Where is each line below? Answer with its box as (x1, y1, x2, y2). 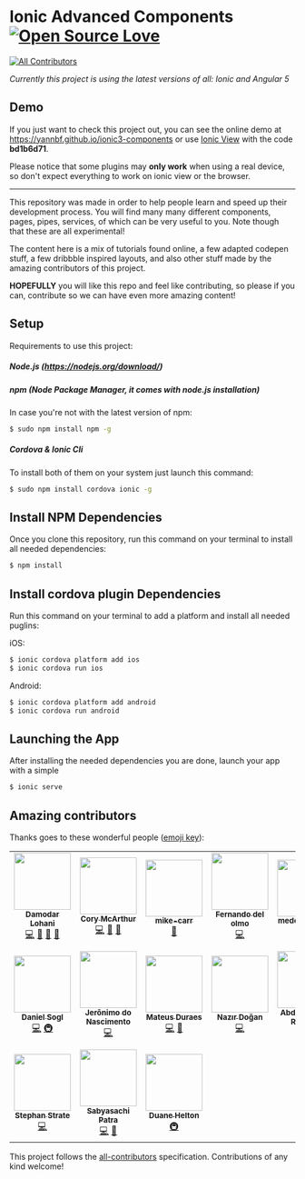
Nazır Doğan (216, 1012, 263, 1023)
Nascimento (85, 1016, 132, 1027)
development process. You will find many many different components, (9, 206, 271, 217)
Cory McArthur (80, 914, 136, 924)
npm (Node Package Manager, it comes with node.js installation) (9, 384, 261, 395)
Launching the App (9, 732, 120, 747)
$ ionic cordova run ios (9, 664, 103, 673)
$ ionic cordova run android (9, 706, 120, 715)
